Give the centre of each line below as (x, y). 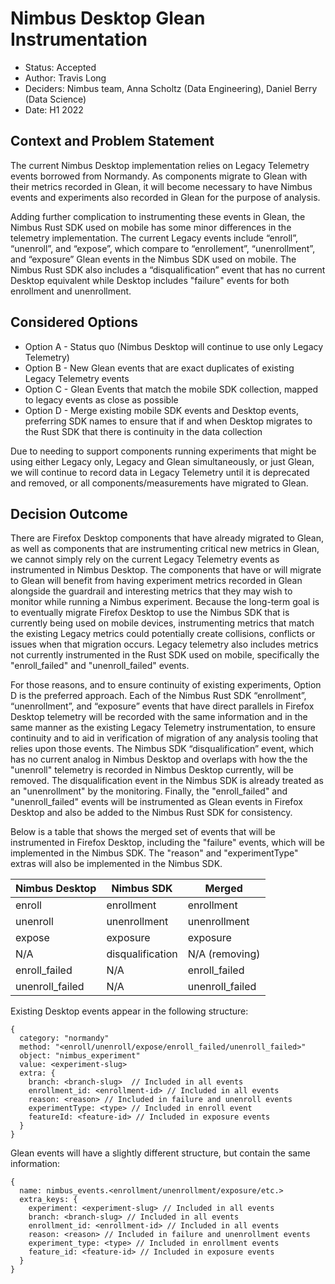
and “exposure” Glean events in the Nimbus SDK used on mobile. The (153, 259)
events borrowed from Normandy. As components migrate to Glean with (159, 176)
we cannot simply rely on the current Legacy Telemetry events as (145, 559)
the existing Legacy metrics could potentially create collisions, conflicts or (163, 634)
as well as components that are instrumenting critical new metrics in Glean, (165, 549)
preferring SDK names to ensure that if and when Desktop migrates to (168, 421)
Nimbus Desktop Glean (108, 18)
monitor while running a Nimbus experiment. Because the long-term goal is (165, 602)
